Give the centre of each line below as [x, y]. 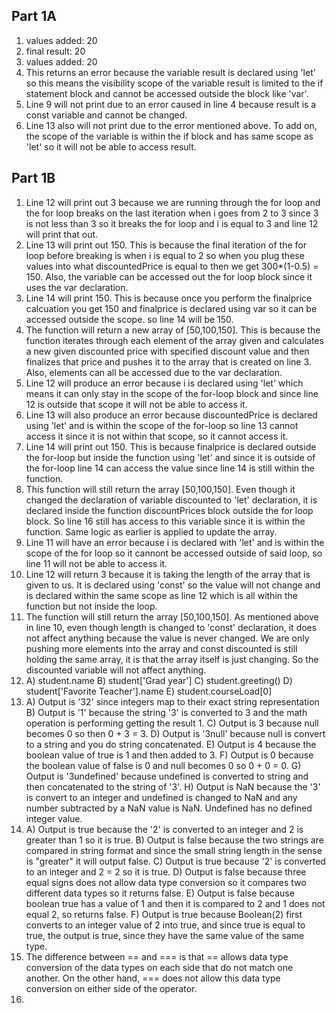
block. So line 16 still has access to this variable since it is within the [165, 521]
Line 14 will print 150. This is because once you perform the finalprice [169, 298]
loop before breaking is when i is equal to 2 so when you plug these [165, 255]
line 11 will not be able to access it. [96, 563]
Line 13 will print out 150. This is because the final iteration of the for [166, 245]
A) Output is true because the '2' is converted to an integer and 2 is [164, 829]
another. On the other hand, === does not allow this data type [153, 978]
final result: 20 [55, 51]
